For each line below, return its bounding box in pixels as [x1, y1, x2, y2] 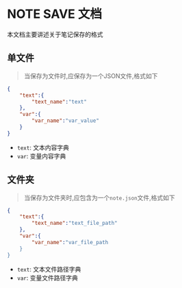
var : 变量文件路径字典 [16, 274, 79, 282]
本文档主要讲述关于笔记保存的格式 [7, 30, 103, 38]
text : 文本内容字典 [16, 143, 70, 152]
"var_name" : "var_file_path [31, 239, 109, 245]
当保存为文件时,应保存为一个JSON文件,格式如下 [23, 71, 159, 80]
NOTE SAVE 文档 [7, 6, 103, 22]
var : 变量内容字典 [16, 152, 66, 160]
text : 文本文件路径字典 [16, 265, 81, 273]
